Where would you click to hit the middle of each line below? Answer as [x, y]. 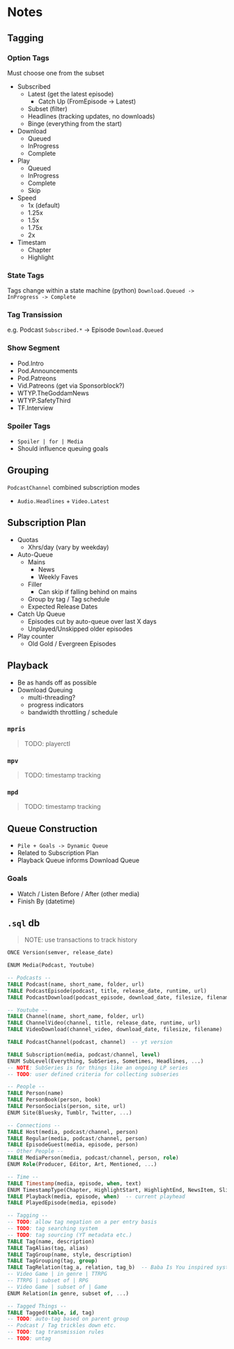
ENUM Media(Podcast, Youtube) [51, 965]
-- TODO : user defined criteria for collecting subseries [93, 1074]
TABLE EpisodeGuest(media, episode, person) [73, 1145]
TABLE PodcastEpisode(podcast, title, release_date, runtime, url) [107, 991]
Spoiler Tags [29, 425]
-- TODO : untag [29, 1339]
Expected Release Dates [63, 606]
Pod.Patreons [37, 378]
